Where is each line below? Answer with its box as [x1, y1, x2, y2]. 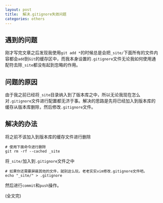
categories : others [5, 16, 45, 21]
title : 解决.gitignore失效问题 [5, 12, 67, 17]
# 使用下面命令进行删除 [5, 145, 47, 149]
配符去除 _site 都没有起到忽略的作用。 [5, 62, 81, 68]
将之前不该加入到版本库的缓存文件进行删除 [5, 134, 91, 140]
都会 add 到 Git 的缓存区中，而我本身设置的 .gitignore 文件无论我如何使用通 [9, 56, 156, 62]
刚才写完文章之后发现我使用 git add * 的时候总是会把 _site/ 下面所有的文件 [5, 50, 154, 56]
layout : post [5, 7, 32, 12]
